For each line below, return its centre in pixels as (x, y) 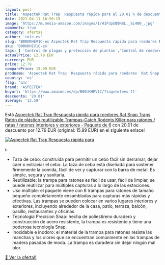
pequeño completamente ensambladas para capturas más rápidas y (81, 196)
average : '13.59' (23, 101)
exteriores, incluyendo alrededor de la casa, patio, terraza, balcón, (79, 206)
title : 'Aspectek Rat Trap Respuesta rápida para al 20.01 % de (73, 14)
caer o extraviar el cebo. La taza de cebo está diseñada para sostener (83, 165)
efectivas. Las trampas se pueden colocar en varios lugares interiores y (84, 201)
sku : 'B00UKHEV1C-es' (27, 46)
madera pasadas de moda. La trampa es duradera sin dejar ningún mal (84, 242)
